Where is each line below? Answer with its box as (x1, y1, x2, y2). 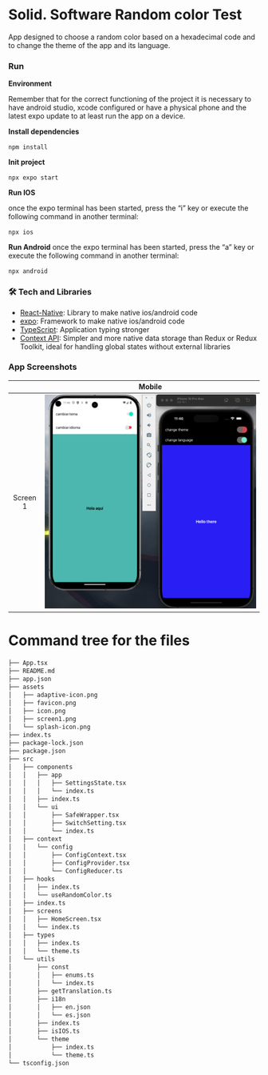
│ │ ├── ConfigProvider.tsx (8, 859, 130, 867)
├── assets (8, 683, 45, 691)
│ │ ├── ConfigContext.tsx (8, 851, 127, 859)
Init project (8, 158, 45, 167)
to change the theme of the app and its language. (8, 40, 171, 50)
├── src (8, 755, 34, 763)
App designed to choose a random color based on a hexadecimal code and (8, 32, 255, 42)
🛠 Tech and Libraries (8, 287, 92, 298)
